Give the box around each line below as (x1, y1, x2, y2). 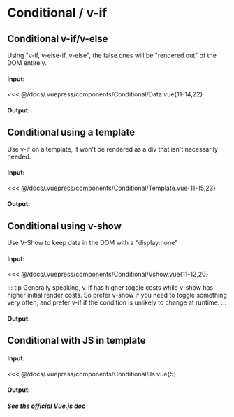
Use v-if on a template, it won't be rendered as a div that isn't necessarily (7, 145, 219, 153)
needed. (7, 152, 31, 161)
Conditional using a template (7, 126, 135, 138)
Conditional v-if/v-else (7, 33, 108, 45)
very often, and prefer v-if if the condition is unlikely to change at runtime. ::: (7, 298, 227, 307)
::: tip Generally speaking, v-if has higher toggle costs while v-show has (7, 284, 214, 292)
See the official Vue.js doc (7, 402, 86, 410)
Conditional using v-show (7, 220, 122, 232)
